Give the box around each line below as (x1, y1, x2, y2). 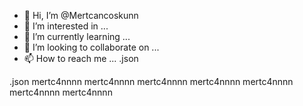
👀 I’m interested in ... (23, 20, 109, 32)
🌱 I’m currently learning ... (23, 31, 131, 42)
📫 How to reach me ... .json (23, 53, 139, 64)
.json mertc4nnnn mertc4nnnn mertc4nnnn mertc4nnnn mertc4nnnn (9, 76, 294, 87)
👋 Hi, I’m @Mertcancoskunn (23, 10, 139, 21)
